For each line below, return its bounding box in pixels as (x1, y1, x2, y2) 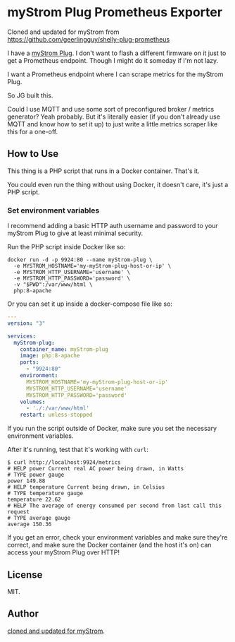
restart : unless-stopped (20, 411, 93, 419)
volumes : (20, 398, 46, 405)
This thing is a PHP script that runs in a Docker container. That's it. (7, 167, 200, 175)
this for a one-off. (7, 127, 58, 136)
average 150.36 (7, 521, 52, 528)
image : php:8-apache (20, 352, 80, 359)
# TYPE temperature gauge (7, 490, 83, 497)
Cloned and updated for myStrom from (7, 28, 120, 36)
